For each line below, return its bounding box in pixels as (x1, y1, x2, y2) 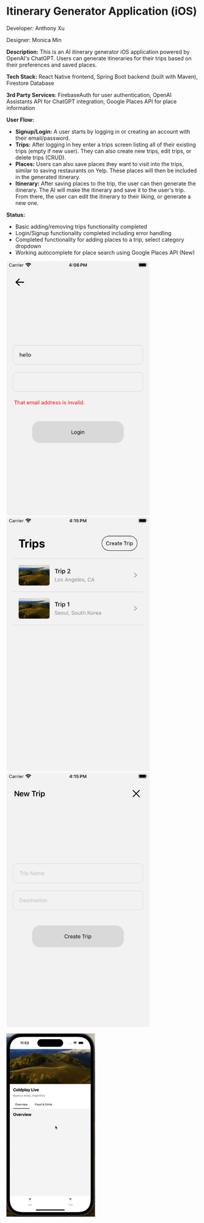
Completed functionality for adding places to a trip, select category (15, 236, 184, 243)
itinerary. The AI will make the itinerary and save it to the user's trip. (15, 186, 186, 194)
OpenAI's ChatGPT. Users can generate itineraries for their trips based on (6, 54, 192, 62)
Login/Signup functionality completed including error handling (15, 229, 172, 236)
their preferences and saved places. (6, 61, 97, 68)
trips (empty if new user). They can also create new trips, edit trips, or (15, 147, 192, 154)
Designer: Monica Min (6, 36, 62, 43)
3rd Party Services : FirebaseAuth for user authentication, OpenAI (6, 91, 172, 98)
